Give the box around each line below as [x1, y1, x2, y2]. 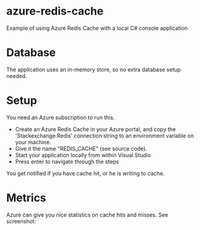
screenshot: [6, 217, 36, 225]
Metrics [6, 191, 47, 204]
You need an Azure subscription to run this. [6, 114, 115, 121]
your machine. [15, 138, 52, 145]
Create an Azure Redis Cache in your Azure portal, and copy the [15, 125, 176, 133]
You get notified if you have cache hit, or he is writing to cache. [6, 169, 165, 177]
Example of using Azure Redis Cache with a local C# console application [6, 24, 188, 32]
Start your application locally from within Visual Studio [15, 151, 151, 159]
